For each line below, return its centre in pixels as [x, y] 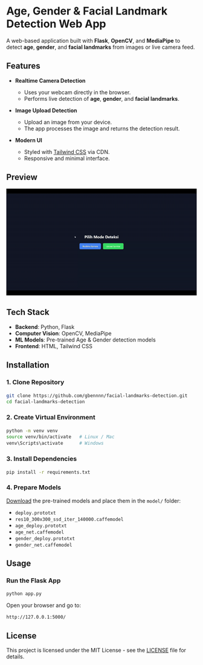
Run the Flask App [34, 581]
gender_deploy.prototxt [45, 538]
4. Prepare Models [34, 488]
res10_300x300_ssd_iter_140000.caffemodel [69, 519]
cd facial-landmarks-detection [46, 402]
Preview [22, 177]
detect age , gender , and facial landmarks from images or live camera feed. [101, 47]
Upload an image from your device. [68, 122]
